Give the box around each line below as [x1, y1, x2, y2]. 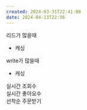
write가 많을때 [6, 57, 40, 64]
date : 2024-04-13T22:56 [6, 14, 66, 20]
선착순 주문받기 [6, 97, 42, 105]
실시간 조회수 [6, 82, 37, 90]
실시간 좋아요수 [6, 90, 42, 97]
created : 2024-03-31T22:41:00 [6, 8, 82, 15]
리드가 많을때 [6, 31, 37, 39]
